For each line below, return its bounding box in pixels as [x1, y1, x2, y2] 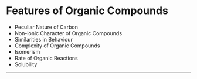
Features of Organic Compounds [6, 4, 168, 18]
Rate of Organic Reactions [14, 54, 78, 61]
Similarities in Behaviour [14, 36, 73, 43]
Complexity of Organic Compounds [14, 42, 100, 49]
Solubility [14, 60, 38, 68]
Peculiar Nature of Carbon [14, 23, 78, 30]
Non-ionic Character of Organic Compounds [14, 29, 122, 36]
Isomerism [14, 48, 40, 55]
